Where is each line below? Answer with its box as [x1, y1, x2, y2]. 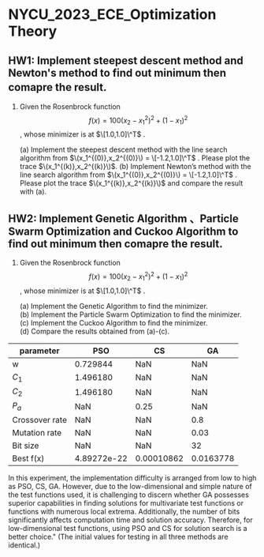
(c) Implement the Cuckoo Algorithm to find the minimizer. [19, 318, 208, 327]
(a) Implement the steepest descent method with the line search [19, 145, 228, 155]
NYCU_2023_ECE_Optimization [8, 6, 217, 24]
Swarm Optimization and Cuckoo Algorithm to [8, 224, 239, 238]
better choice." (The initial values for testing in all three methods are [8, 532, 229, 542]
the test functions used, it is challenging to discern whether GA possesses [8, 490, 250, 499]
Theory [8, 22, 58, 40]
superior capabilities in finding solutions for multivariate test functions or [8, 499, 244, 508]
